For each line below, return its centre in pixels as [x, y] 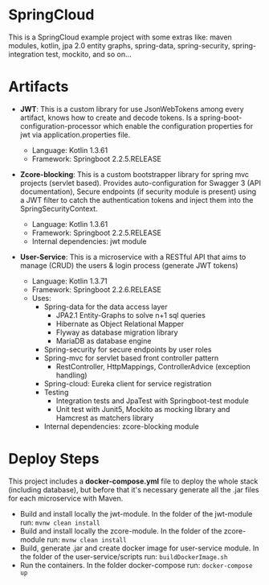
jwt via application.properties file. [75, 134]
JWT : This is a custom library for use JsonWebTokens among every [132, 109]
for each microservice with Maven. [66, 498]
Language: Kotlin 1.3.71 [70, 281]
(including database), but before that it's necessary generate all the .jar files [134, 489]
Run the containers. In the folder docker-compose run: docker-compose [136, 565]
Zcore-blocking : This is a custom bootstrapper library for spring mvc [134, 174]
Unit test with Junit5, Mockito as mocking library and [143, 409]
